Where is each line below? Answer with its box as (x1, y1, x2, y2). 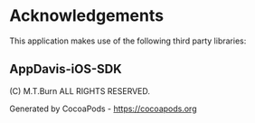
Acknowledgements (9, 5, 165, 26)
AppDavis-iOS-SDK (9, 61, 122, 77)
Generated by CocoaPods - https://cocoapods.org (9, 103, 197, 114)
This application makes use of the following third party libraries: (9, 35, 247, 46)
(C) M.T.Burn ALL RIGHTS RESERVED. (9, 85, 151, 96)
